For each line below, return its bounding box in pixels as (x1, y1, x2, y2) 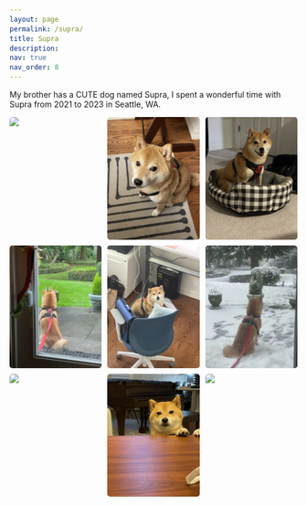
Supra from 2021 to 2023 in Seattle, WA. (9, 99, 162, 110)
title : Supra (9, 34, 59, 43)
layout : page (9, 15, 59, 24)
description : (9, 44, 59, 53)
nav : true (9, 53, 48, 63)
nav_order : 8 (9, 63, 59, 72)
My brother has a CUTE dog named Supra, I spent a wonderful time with (9, 90, 281, 100)
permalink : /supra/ (9, 24, 84, 34)
